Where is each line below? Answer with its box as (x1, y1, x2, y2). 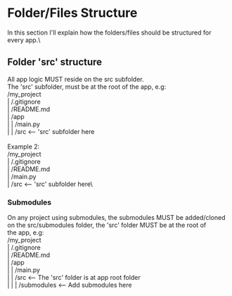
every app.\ (7, 35, 41, 44)
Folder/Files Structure (7, 5, 138, 21)
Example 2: (7, 142, 40, 151)
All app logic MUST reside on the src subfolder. (7, 75, 144, 83)
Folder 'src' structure (7, 56, 103, 68)
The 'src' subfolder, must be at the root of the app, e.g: (7, 82, 167, 91)
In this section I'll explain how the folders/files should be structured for (7, 28, 212, 37)
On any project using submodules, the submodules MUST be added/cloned (7, 214, 226, 222)
